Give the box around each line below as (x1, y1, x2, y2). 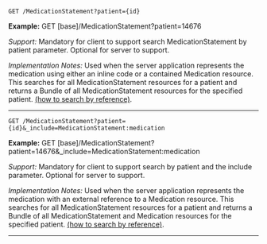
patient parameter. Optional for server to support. (8, 45, 170, 55)
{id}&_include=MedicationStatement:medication (8, 124, 165, 132)
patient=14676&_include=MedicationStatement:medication (8, 147, 200, 156)
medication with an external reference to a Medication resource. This (8, 195, 234, 203)
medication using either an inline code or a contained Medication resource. (8, 69, 254, 79)
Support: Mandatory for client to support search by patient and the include (8, 162, 253, 171)
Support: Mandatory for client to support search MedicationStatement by (8, 37, 247, 46)
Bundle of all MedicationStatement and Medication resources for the (8, 211, 232, 220)
